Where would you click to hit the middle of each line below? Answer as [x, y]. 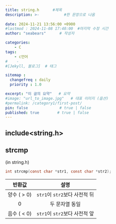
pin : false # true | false [48, 108]
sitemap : [16, 75]
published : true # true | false [47, 113]
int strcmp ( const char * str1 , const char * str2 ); [59, 172]
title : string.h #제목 [34, 10]
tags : [11, 52]
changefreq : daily [30, 80]
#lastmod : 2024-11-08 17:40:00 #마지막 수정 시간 [57, 29]
